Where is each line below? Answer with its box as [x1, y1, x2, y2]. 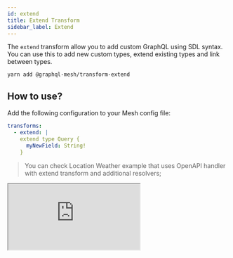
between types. [7, 58, 53, 66]
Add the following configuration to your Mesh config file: [7, 109, 171, 117]
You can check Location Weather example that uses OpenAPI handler [24, 161, 226, 169]
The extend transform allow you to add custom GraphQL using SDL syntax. [7, 43, 223, 51]
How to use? [7, 90, 63, 102]
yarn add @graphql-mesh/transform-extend [7, 71, 131, 78]
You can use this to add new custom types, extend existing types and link [7, 50, 220, 58]
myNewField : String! [25, 142, 86, 149]
